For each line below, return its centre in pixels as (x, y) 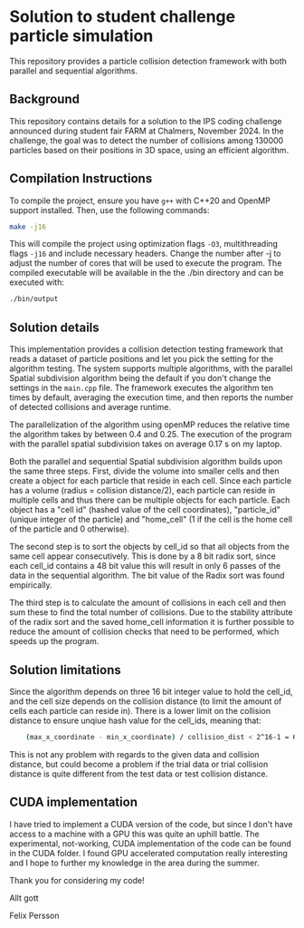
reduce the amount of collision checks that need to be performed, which (144, 631)
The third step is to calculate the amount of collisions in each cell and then (148, 603)
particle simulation (81, 36)
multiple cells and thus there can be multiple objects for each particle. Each (150, 500)
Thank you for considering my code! (77, 880)
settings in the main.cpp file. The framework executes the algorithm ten (142, 388)
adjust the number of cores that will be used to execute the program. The (146, 263)
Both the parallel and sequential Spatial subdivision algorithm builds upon (146, 462)
